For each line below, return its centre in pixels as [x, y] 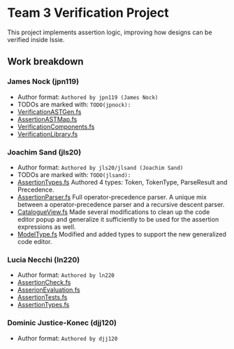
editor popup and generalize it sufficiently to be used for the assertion [118, 219]
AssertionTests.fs [42, 297]
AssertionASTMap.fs [47, 119]
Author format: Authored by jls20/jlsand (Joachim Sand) [100, 167]
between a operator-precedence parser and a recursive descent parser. [121, 204]
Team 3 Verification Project [88, 13]
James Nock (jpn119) [43, 82]
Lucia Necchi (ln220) [44, 259]
